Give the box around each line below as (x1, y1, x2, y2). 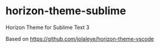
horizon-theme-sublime (5, 4, 126, 18)
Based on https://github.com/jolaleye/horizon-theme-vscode (5, 35, 155, 42)
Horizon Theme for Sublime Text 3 (5, 24, 89, 31)
